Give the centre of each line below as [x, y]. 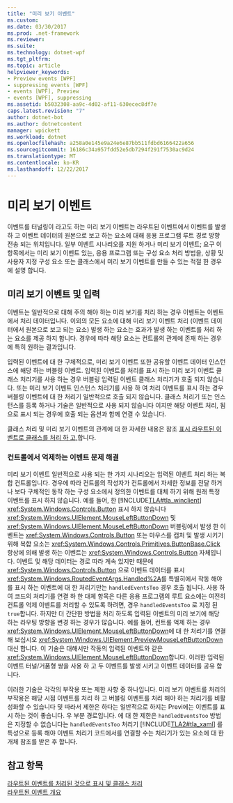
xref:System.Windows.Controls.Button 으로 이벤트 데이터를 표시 [96, 569]
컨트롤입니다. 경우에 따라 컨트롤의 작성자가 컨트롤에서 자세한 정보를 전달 [112, 482]
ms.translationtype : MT [42, 156]
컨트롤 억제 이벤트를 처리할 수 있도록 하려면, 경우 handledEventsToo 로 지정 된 [112, 604]
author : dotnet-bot [35, 117]
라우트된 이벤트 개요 [34, 793]
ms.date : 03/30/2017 [37, 26]
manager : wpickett [34, 130]
